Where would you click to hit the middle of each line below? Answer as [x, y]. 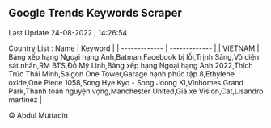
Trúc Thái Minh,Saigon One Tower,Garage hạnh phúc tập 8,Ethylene [121, 74]
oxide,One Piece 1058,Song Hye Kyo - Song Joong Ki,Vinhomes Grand [126, 82]
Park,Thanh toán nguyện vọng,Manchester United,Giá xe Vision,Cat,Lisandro [136, 91]
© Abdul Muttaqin [38, 115]
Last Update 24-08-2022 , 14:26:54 [68, 32]
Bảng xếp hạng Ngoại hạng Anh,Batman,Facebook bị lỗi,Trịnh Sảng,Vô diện [134, 56]
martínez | [25, 99]
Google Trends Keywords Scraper [95, 13]
